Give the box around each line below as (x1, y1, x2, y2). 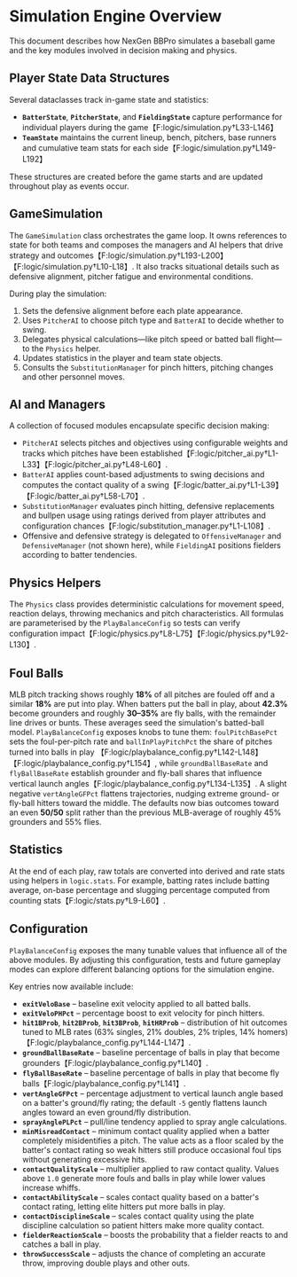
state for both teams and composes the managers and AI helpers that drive (9, 239, 284, 250)
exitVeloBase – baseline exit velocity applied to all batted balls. (21, 998, 251, 1008)
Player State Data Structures (9, 71, 170, 86)
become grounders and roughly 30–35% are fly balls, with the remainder (9, 708, 277, 718)
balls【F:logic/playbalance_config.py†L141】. (21, 1077, 186, 1088)
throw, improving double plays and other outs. (21, 1257, 191, 1268)
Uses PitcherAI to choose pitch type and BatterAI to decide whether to (21, 315, 285, 325)
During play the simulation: (9, 288, 107, 299)
